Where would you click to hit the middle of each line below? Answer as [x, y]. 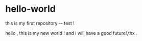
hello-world [31, 9]
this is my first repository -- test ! [40, 23]
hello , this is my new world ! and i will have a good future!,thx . [72, 33]
